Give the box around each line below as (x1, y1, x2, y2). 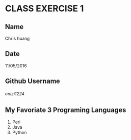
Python (12, 129, 27, 135)
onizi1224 (5, 90, 25, 96)
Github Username (5, 77, 60, 85)
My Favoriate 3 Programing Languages (5, 106, 126, 114)
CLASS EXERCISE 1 (5, 3, 84, 14)
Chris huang (5, 35, 30, 41)
